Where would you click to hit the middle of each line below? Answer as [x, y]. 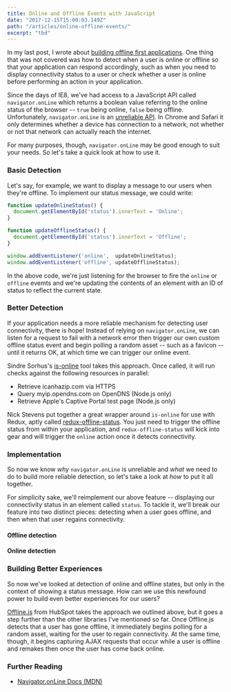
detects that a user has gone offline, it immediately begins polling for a [107, 626]
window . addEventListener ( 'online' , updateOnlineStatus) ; [92, 256]
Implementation [34, 454]
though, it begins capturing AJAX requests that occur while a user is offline [114, 641]
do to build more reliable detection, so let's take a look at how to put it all [110, 477]
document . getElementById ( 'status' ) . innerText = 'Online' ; [99, 212]
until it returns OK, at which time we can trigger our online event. [99, 352]
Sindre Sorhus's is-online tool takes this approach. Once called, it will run [111, 366]
